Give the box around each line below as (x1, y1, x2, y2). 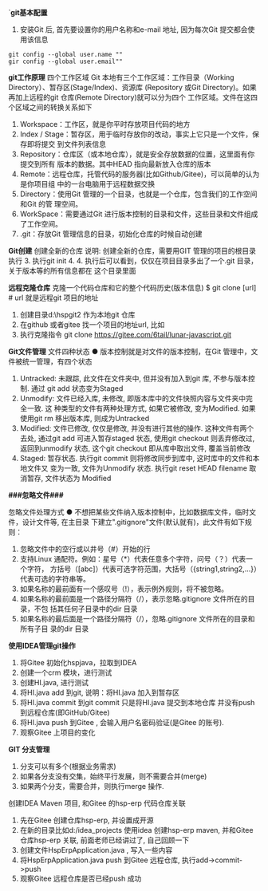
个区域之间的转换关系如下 (8, 103, 93, 112)
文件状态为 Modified (45, 474, 112, 483)
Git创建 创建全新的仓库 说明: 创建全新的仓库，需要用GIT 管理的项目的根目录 (8, 246, 257, 255)
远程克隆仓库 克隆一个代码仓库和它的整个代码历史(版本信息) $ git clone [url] (8, 283, 257, 292)
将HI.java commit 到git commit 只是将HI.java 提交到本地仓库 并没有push (19, 698, 255, 707)
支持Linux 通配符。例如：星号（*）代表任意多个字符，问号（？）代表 (19, 554, 246, 563)
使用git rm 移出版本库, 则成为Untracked (19, 414, 150, 423)
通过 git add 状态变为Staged (30, 384, 124, 393)
